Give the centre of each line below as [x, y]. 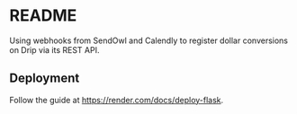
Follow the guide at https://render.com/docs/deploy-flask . [117, 100]
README [43, 16]
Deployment [45, 79]
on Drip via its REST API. [54, 49]
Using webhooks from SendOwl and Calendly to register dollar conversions [148, 40]
